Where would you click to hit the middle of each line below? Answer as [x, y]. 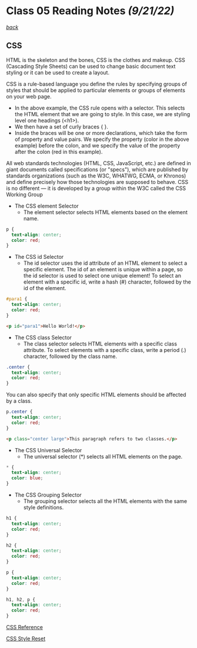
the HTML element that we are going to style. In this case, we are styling [102, 114]
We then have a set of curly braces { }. [61, 126]
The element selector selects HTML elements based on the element [106, 212]
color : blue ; [27, 478]
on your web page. [29, 96]
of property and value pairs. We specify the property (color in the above [102, 139]
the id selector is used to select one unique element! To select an [102, 276]
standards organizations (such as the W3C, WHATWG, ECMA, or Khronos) [96, 176]
